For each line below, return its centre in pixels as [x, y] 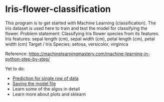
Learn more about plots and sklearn [49, 94]
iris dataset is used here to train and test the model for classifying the [77, 28]
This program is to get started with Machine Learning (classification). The [81, 23]
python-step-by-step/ [28, 59]
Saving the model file [34, 84]
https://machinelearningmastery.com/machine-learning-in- [89, 54]
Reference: [16, 54]
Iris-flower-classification [58, 9]
